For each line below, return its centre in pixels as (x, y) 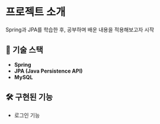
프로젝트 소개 (36, 12)
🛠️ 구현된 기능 (29, 97)
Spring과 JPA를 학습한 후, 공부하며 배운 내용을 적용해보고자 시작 (80, 30)
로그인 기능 (27, 115)
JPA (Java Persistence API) (48, 71)
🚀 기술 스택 (25, 50)
